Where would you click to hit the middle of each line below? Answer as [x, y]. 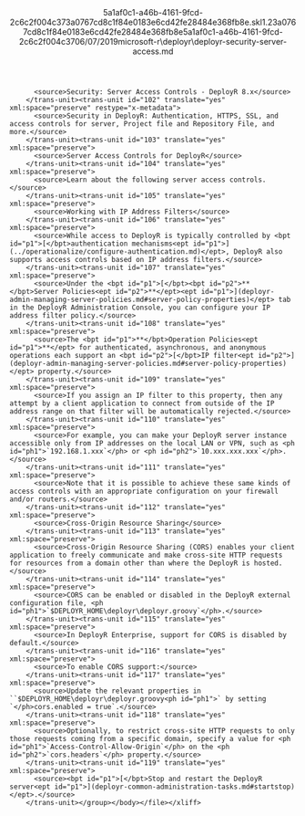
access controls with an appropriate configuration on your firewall [144, 491]
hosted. [268, 563]
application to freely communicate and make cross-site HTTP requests [146, 555]
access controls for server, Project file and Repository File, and [142, 124]
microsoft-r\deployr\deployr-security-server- [203, 42]
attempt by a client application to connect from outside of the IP [142, 403]
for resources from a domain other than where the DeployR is [130, 563]
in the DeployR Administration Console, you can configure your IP [140, 308]
